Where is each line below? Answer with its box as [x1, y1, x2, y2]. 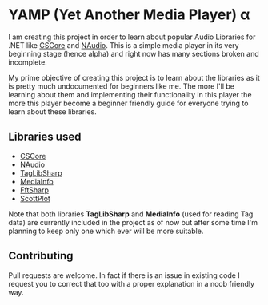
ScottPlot [19, 193, 50, 203]
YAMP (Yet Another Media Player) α [8, 6, 250, 24]
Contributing [8, 249, 74, 263]
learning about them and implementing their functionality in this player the [8, 89, 252, 99]
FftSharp [19, 185, 50, 195]
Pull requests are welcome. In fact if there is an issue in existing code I [8, 270, 240, 280]
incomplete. [8, 57, 48, 67]
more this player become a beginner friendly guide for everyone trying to [8, 98, 249, 108]
